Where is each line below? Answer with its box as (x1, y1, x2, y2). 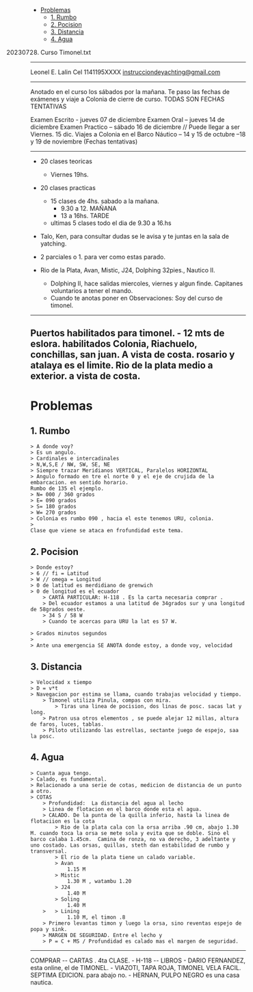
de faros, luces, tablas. (30, 721, 104, 728)
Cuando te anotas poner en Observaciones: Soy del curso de (50, 294, 223, 302)
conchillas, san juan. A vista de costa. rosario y (30, 349, 235, 361)
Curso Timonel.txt (40, 48, 92, 56)
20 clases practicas (40, 184, 96, 191)
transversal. (30, 847, 68, 855)
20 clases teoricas (40, 157, 93, 165)
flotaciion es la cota (30, 818, 95, 825)
